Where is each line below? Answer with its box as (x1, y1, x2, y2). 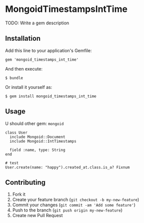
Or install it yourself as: (5, 84, 52, 90)
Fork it (12, 191, 26, 197)
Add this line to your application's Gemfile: (5, 47, 92, 53)
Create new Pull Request (12, 213, 63, 219)
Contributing (5, 178, 46, 187)
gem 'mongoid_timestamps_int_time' (5, 57, 79, 62)
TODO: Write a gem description (5, 20, 70, 26)
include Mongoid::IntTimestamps (9, 139, 77, 144)
